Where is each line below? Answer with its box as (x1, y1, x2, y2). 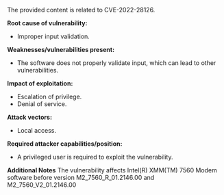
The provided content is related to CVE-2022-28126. (7, 6, 155, 14)
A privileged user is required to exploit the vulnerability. (16, 153, 173, 161)
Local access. (16, 127, 57, 134)
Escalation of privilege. (16, 92, 82, 101)
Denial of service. (16, 100, 67, 108)
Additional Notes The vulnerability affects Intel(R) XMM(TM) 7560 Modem (7, 166, 217, 174)
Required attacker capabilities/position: (7, 140, 123, 148)
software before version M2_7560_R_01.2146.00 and (7, 174, 155, 181)
